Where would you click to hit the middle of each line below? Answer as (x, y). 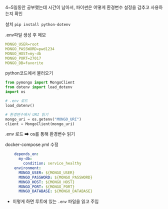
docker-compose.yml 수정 (32, 144)
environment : (28, 168)
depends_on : (26, 154)
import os (15, 92)
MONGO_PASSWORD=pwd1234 (30, 49)
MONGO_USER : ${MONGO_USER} (46, 172)
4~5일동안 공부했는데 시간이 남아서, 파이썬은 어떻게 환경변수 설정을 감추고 (77, 7)
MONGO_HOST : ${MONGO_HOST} (46, 182)
